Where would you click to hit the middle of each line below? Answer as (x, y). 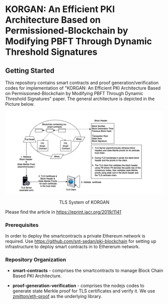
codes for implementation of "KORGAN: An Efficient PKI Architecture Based (83, 88)
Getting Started (30, 71)
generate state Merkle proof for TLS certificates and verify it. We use (84, 291)
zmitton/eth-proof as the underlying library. (57, 296)
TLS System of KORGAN (84, 202)
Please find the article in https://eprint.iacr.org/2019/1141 (63, 212)
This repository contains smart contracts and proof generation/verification (82, 83)
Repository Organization (36, 260)
